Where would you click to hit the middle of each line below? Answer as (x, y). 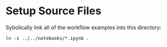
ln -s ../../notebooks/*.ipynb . (47, 38)
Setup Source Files (53, 11)
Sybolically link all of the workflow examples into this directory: (83, 27)
